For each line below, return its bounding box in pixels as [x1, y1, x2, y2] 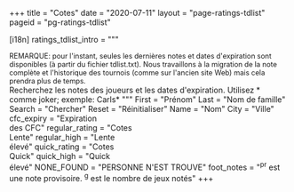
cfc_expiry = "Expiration [9, 113, 98, 124]
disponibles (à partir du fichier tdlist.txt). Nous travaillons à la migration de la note [9, 60, 278, 69]
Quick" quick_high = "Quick [9, 151, 111, 161]
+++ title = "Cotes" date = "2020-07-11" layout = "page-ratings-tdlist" [9, 8, 266, 18]
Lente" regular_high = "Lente [9, 132, 115, 142]
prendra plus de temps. [9, 76, 86, 85]
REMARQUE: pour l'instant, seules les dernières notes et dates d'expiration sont [9, 52, 273, 60]
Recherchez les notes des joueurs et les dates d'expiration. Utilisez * [9, 84, 260, 95]
